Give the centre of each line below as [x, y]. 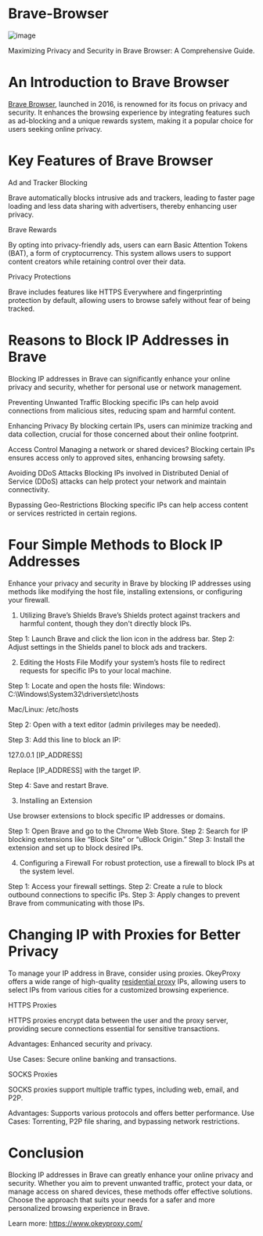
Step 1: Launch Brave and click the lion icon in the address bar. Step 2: [121, 638]
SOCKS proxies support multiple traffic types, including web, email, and [124, 1089]
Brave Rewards [32, 229]
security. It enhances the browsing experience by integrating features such [129, 112]
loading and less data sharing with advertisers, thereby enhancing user [122, 206]
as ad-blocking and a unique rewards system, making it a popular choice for [131, 120]
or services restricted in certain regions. [73, 513]
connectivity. [29, 489]
